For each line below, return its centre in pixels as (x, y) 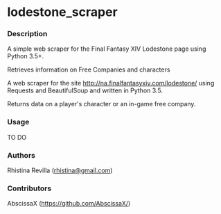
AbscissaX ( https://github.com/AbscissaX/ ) (69, 204)
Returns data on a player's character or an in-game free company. (101, 104)
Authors (21, 155)
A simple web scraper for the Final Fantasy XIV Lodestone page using (107, 49)
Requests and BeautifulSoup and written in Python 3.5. (85, 90)
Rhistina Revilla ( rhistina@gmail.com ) (60, 170)
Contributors (29, 188)
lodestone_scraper (62, 12)
